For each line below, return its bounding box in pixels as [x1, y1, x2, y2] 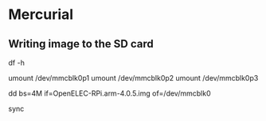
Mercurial [8, 6, 74, 24]
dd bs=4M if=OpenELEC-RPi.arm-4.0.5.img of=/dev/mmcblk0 [8, 89, 211, 98]
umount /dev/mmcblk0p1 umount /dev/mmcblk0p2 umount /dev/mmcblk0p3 [8, 74, 259, 82]
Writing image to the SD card [8, 37, 154, 51]
